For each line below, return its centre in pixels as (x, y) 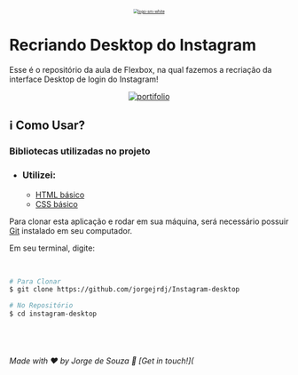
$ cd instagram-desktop (53, 314)
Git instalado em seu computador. (71, 230)
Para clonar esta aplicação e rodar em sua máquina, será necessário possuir (149, 221)
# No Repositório (41, 306)
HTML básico (60, 195)
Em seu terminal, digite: (52, 248)
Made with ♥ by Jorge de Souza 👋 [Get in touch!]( (102, 361)
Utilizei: (39, 175)
